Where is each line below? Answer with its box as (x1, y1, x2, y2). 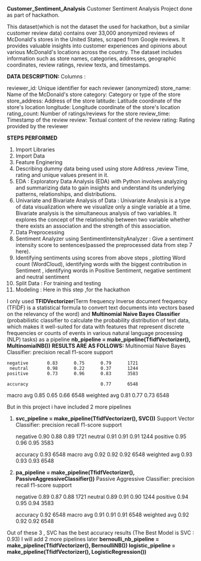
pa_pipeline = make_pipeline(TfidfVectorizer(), (15, 469, 135, 476)
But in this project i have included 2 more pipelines (7, 403, 132, 410)
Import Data (15, 152, 45, 159)
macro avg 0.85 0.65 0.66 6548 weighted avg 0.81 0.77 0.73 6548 (7, 392, 170, 399)
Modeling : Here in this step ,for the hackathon (15, 286, 130, 293)
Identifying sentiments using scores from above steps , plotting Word (15, 254, 186, 261)
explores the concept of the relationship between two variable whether (15, 216, 191, 223)
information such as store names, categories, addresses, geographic (7, 55, 176, 62)
